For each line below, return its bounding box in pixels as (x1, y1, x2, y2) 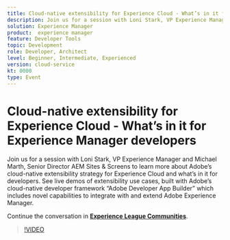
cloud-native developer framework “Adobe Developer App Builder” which (7, 184, 214, 193)
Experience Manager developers (7, 132, 196, 148)
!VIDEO (23, 226, 44, 234)
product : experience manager (7, 29, 94, 36)
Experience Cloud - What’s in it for (7, 118, 207, 134)
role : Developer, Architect (7, 49, 88, 56)
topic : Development (7, 42, 63, 49)
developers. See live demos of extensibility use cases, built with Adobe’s (7, 177, 212, 185)
